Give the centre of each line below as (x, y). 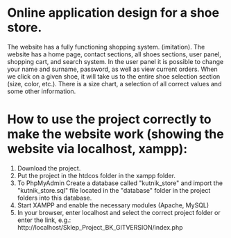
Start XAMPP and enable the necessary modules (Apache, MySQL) (113, 205)
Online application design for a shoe (113, 13)
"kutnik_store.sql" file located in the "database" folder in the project (114, 190)
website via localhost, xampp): (97, 149)
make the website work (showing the (115, 134)
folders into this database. (54, 198)
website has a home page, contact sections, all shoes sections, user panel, (114, 54)
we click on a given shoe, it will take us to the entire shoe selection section (114, 76)
